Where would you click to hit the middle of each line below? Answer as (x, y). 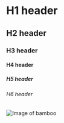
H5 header (20, 79)
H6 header (20, 94)
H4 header (20, 65)
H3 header (22, 51)
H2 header (27, 33)
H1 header (32, 11)
